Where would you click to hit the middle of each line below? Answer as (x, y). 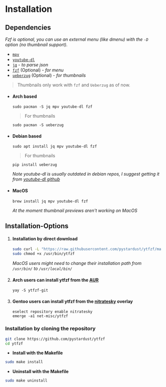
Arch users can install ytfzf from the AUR (55, 280)
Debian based (27, 136)
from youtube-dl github (36, 179)
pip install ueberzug (34, 165)
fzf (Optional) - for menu (38, 70)
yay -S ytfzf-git (30, 290)
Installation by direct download (45, 239)
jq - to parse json (30, 65)
